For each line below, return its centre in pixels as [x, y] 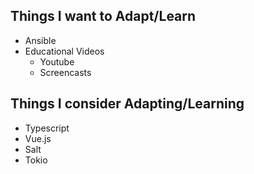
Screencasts [65, 72]
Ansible [40, 40]
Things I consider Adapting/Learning [127, 104]
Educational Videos [64, 51]
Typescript [47, 128]
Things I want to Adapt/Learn [103, 16]
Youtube [57, 61]
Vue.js [38, 138]
